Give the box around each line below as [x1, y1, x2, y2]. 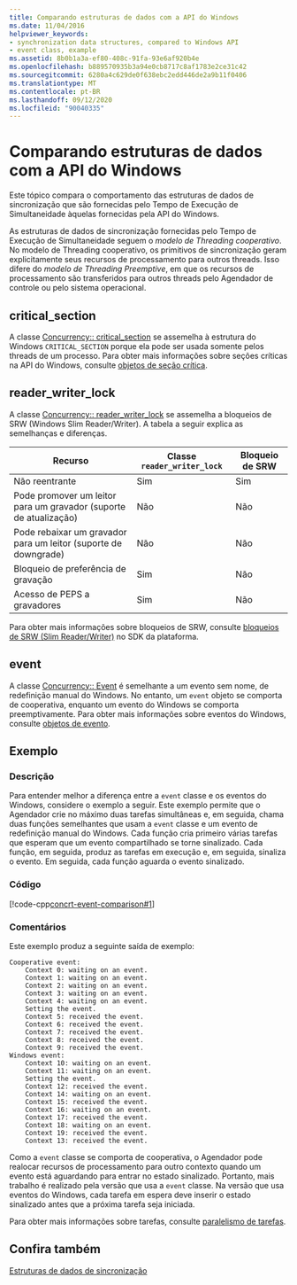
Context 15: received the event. [25, 1097, 148, 1106]
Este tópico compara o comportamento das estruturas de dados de [9, 190, 255, 200]
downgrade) [13, 548, 65, 560]
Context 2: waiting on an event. [25, 981, 148, 990]
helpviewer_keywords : [9, 29, 89, 38]
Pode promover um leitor [13, 489, 117, 502]
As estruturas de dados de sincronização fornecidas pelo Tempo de [9, 226, 256, 237]
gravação [13, 573, 53, 586]
